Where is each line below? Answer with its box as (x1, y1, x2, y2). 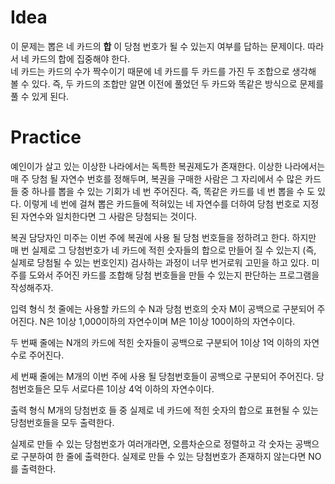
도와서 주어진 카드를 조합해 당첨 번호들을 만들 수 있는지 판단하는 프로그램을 (28, 269, 320, 281)
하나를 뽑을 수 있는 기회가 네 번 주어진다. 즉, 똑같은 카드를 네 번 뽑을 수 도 (31, 185, 316, 197)
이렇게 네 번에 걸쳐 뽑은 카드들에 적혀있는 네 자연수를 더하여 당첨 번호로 (23, 197, 301, 210)
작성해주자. (10, 281, 54, 293)
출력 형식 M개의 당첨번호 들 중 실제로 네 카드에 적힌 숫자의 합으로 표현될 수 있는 (10, 404, 319, 416)
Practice (10, 126, 82, 149)
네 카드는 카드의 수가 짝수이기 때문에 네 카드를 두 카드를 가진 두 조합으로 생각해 (10, 65, 317, 77)
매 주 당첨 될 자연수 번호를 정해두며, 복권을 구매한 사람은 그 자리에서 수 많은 (10, 172, 303, 185)
